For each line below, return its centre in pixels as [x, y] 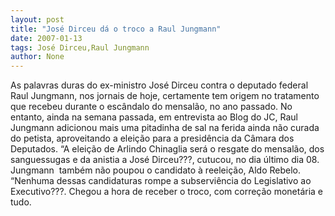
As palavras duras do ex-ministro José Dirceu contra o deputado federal [159, 85]
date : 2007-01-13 [46, 38]
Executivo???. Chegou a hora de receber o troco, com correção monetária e [167, 192]
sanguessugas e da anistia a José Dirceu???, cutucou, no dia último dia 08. [165, 160]
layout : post [37, 19]
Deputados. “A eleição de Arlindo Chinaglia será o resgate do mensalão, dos [167, 149]
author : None [37, 57]
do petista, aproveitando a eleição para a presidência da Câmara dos [152, 138]
